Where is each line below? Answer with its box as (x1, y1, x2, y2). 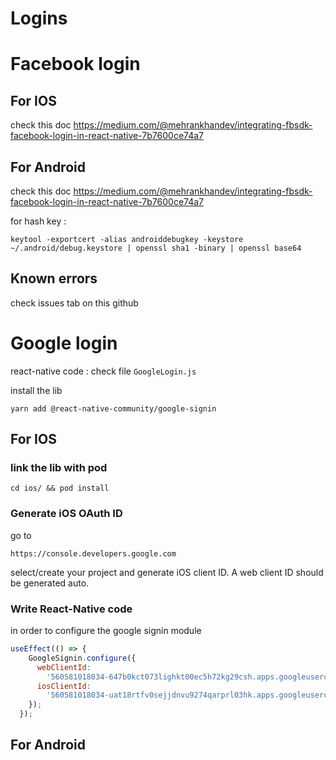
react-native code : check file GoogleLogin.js (10, 365, 197, 377)
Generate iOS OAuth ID (10, 507, 123, 521)
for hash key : (10, 215, 67, 227)
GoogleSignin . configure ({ (28, 653, 137, 663)
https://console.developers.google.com (10, 548, 177, 559)
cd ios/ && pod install (10, 483, 110, 494)
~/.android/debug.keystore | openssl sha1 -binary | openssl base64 (10, 243, 302, 253)
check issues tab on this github (10, 297, 139, 309)
